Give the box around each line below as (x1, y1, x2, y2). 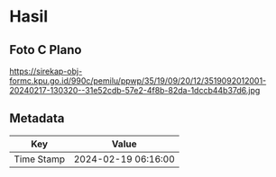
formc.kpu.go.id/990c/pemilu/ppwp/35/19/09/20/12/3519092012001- (9, 75, 267, 86)
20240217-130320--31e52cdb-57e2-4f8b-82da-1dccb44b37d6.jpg (9, 85, 261, 95)
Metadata (9, 111, 65, 127)
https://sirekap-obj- (9, 66, 83, 76)
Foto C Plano (9, 42, 82, 58)
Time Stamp (14, 153, 66, 165)
